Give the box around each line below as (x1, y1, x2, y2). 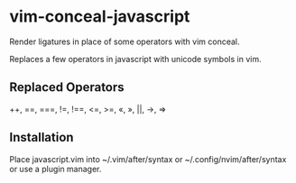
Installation (9, 130, 74, 145)
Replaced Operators (9, 79, 125, 96)
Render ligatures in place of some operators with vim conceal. (9, 36, 241, 47)
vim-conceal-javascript (9, 6, 190, 27)
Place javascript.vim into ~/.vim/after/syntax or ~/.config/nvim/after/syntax (9, 153, 287, 164)
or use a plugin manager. (9, 163, 102, 174)
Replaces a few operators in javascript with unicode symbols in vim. (9, 53, 262, 64)
